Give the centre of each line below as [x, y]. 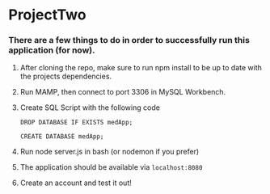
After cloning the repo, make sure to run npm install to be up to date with [141, 68]
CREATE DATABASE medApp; [62, 137]
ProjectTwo [47, 15]
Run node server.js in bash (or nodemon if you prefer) [110, 152]
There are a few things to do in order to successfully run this [129, 40]
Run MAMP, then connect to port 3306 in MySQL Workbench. [123, 92]
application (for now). [52, 50]
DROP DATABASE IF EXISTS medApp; [76, 123]
